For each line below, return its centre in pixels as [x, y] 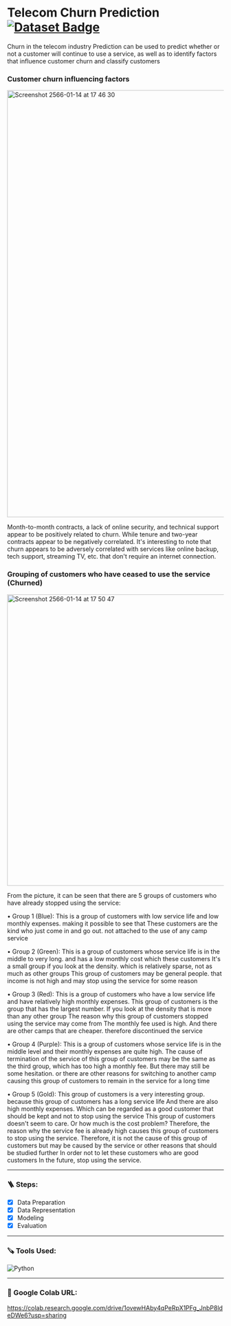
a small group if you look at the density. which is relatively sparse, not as [110, 966]
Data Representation [46, 1210]
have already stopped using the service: [64, 903]
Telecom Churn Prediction [84, 13]
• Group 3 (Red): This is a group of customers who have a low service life [111, 994]
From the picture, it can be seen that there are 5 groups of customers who [112, 895]
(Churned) [25, 583]
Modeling [31, 1218]
